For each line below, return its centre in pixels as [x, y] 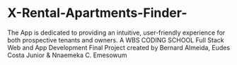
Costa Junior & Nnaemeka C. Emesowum [67, 55]
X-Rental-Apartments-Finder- [97, 13]
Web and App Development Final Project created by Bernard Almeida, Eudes [119, 47]
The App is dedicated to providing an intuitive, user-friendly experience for [116, 32]
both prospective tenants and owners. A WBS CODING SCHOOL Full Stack [116, 40]
